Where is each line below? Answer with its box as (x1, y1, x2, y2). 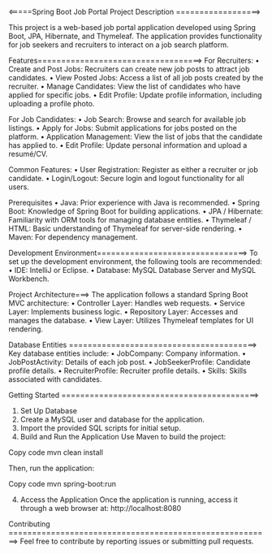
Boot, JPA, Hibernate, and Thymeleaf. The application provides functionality (8, 32, 262, 41)
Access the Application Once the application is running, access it (19, 495, 238, 504)
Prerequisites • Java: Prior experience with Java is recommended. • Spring (8, 198, 260, 207)
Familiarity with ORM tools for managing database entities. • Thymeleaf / (8, 215, 252, 224)
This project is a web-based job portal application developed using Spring (8, 23, 256, 32)
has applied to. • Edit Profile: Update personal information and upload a (8, 141, 248, 149)
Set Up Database (19, 406, 77, 415)
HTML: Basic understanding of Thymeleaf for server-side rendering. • (8, 223, 243, 233)
